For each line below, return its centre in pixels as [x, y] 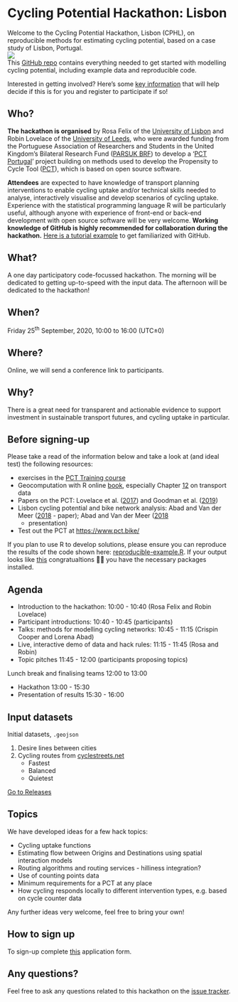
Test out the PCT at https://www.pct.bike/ [79, 531]
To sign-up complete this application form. [70, 952]
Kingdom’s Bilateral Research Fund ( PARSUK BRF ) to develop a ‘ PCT [107, 154]
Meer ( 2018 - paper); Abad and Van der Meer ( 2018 [93, 516]
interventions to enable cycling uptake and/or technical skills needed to [112, 190]
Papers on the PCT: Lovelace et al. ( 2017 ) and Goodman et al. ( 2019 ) [118, 501]
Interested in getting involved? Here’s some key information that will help [114, 84]
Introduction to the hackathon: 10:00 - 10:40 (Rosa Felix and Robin [114, 607]
